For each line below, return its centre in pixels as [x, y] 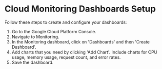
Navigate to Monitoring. [35, 37]
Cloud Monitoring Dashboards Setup [80, 9]
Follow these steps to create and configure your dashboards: [66, 22]
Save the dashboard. [32, 62]
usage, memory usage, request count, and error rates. [66, 57]
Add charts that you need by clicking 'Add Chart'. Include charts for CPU [84, 52]
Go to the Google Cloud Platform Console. [54, 31]
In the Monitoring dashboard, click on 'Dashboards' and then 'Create [81, 41]
